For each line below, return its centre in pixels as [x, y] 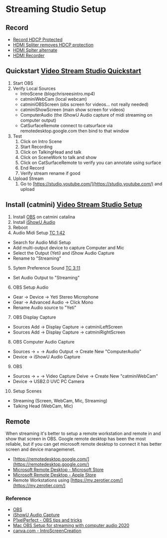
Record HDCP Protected [38, 39]
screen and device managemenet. [41, 449]
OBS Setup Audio [31, 287]
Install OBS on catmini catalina [44, 217]
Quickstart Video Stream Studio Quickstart [73, 71]
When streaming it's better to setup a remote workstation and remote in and [83, 434]
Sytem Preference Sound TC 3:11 [46, 268]
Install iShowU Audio [34, 222]
